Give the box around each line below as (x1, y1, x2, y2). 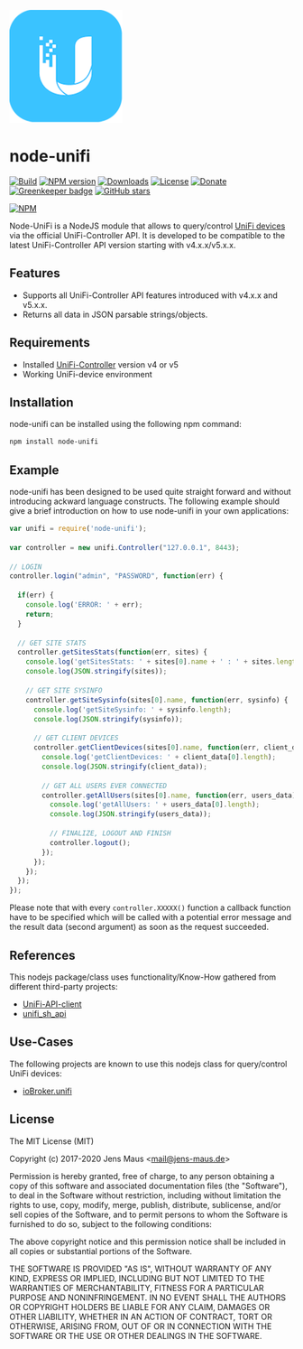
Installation (9, 395, 74, 410)
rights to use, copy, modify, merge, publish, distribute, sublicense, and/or (9, 1199, 281, 1210)
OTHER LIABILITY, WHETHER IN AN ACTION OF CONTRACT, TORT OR (9, 1311, 272, 1322)
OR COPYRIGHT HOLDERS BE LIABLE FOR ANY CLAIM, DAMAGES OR (9, 1301, 271, 1312)
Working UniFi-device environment (22, 368, 153, 379)
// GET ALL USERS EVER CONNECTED (41, 781, 168, 790)
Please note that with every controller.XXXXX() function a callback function (9, 902, 291, 913)
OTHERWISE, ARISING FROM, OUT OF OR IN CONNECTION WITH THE (9, 1320, 272, 1332)
